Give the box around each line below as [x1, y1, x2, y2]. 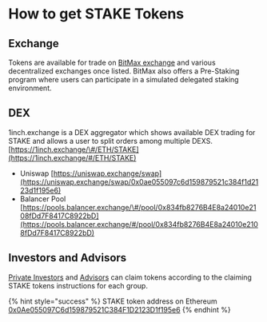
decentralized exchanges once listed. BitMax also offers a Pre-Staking [8, 66, 240, 76]
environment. [8, 83, 52, 93]
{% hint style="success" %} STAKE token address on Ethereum [8, 296, 217, 306]
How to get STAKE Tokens [8, 5, 185, 23]
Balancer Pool [19, 193, 66, 204]
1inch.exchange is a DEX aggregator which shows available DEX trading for [8, 127, 256, 137]
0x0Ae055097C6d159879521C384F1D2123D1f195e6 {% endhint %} [8, 304, 231, 314]
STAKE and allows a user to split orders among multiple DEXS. [8, 136, 213, 145]
